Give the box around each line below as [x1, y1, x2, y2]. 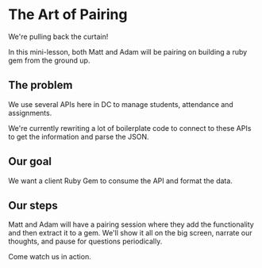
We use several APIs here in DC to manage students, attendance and [8, 99, 234, 109]
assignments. [8, 108, 52, 117]
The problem [8, 78, 73, 92]
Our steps [8, 198, 58, 212]
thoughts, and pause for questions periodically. [8, 236, 163, 247]
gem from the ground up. [8, 56, 91, 65]
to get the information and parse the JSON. [8, 132, 149, 141]
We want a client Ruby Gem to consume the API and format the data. [8, 176, 233, 186]
